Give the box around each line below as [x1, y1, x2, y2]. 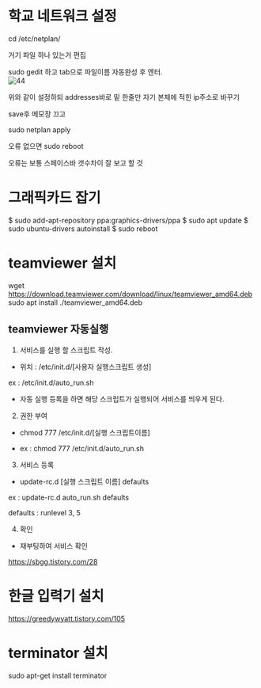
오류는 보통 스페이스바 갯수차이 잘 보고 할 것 [8, 158, 144, 167]
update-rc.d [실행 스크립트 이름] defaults [19, 477, 149, 486]
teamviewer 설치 [8, 254, 117, 272]
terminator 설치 [8, 644, 108, 662]
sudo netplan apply [8, 124, 71, 135]
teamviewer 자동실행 [8, 322, 109, 336]
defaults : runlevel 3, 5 [8, 507, 81, 517]
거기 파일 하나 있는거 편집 [8, 50, 87, 59]
